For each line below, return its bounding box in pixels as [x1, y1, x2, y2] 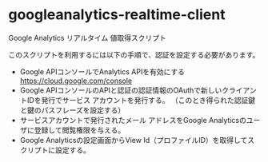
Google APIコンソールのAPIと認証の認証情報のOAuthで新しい [19, 85, 222, 95]
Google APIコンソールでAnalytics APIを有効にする [19, 66, 186, 77]
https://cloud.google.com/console [19, 76, 133, 85]
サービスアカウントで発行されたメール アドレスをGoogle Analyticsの [19, 115, 246, 124]
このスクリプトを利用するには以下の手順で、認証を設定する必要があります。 [8, 49, 260, 59]
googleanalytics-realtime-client [8, 6, 226, 24]
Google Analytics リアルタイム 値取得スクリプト [8, 33, 166, 42]
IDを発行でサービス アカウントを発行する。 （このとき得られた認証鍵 [26, 95, 256, 105]
